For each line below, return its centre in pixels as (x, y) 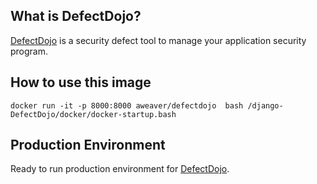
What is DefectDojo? (76, 16)
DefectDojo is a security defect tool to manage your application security (158, 40)
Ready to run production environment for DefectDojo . (120, 169)
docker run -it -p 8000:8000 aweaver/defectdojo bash (127, 105)
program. (29, 51)
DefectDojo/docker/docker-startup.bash (93, 114)
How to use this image (81, 82)
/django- (265, 105)
